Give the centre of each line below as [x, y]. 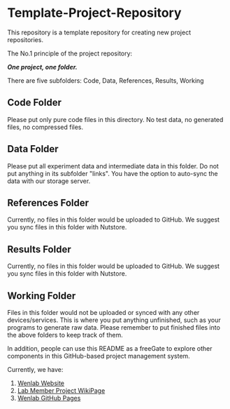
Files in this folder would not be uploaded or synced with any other [103, 313]
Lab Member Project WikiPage [61, 390]
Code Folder [34, 103]
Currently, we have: [35, 369]
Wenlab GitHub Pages [49, 398]
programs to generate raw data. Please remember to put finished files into [114, 327]
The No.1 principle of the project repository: [70, 53]
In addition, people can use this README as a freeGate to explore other [110, 348]
